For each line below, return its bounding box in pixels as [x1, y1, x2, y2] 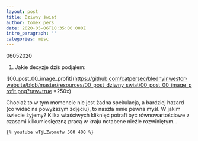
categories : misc [6, 36, 49, 42]
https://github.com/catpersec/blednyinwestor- [74, 75, 188, 82]
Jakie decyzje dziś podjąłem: [14, 64, 86, 71]
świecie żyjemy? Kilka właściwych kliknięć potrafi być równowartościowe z [6, 112, 190, 119]
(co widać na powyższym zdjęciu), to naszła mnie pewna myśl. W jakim [6, 106, 181, 112]
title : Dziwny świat [6, 14, 58, 20]
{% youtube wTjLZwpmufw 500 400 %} [6, 129, 94, 135]
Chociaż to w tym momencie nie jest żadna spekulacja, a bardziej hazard [6, 99, 184, 106]
